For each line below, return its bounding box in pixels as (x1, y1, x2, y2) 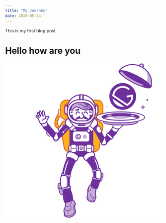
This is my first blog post (5, 27, 56, 33)
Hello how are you (5, 45, 81, 56)
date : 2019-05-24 (5, 13, 41, 18)
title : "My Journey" (5, 8, 48, 13)
